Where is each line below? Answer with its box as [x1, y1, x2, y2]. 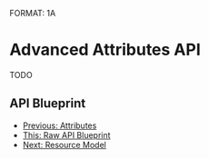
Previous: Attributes [22, 120, 97, 131]
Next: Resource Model [22, 139, 106, 150]
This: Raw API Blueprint [22, 129, 111, 140]
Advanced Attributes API [9, 40, 202, 60]
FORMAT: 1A [9, 8, 56, 18]
